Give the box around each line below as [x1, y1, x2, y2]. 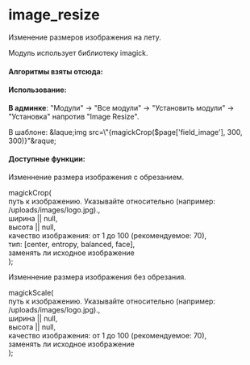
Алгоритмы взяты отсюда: [8, 66, 103, 76]
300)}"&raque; [8, 136, 56, 145]
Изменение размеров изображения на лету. [8, 32, 161, 42]
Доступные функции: [8, 154, 86, 164]
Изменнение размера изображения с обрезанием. [8, 172, 185, 182]
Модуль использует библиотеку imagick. [8, 48, 148, 57]
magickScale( [8, 287, 54, 297]
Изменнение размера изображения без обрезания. [8, 272, 187, 282]
